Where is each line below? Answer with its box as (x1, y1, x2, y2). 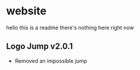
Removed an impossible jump (14, 57, 88, 64)
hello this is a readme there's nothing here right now (6, 24, 134, 31)
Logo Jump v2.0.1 (6, 41, 73, 51)
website (6, 4, 46, 18)
